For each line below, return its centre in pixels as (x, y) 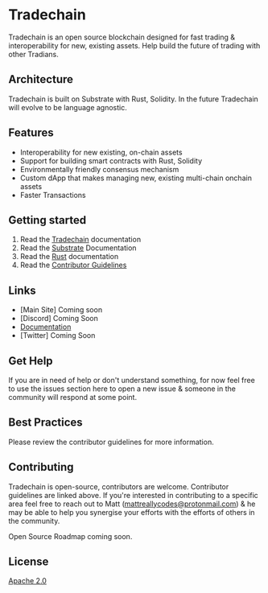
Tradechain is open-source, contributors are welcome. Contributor (119, 486)
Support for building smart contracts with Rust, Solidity (111, 161)
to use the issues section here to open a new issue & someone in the (122, 389)
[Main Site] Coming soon (61, 310)
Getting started (47, 220)
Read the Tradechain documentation (80, 240)
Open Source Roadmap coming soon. (70, 536)
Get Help (31, 361)
